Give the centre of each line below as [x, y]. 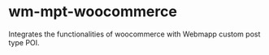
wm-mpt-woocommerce [93, 12]
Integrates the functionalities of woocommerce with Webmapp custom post [134, 34]
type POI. [24, 42]
